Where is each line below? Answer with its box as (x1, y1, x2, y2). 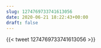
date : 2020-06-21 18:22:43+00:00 (6, 14, 89, 20)
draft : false (6, 20, 38, 25)
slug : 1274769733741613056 (6, 8, 73, 15)
